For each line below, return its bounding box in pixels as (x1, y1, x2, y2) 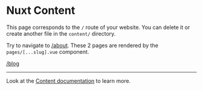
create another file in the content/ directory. (6, 30, 116, 37)
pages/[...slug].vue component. (6, 48, 89, 55)
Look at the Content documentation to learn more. (6, 77, 131, 85)
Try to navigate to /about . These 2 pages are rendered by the (6, 42, 159, 49)
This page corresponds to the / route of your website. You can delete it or (6, 24, 190, 31)
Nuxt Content (6, 4, 76, 18)
